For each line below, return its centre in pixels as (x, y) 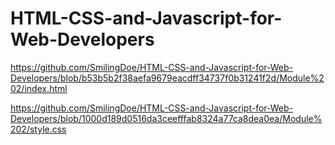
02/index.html (39, 88)
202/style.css (38, 129)
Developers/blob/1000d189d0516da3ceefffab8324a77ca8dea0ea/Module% (166, 118)
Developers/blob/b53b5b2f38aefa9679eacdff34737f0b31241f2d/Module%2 (167, 78)
